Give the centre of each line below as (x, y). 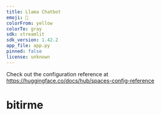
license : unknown (28, 57)
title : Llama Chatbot (34, 12)
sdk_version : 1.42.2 (33, 40)
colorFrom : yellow (29, 23)
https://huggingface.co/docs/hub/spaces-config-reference (80, 80)
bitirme (25, 105)
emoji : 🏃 (17, 18)
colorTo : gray (24, 29)
